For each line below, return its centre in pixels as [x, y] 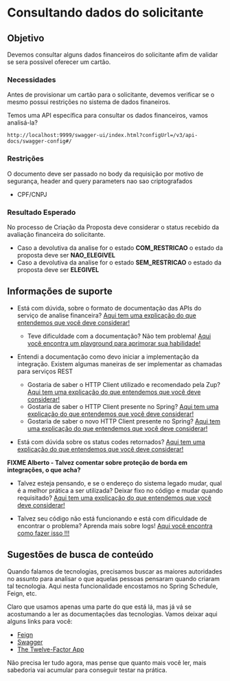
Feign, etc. [22, 593]
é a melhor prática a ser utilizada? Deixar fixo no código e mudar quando [120, 490]
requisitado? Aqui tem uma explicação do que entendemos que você [114, 498]
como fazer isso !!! [43, 533]
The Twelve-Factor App [50, 649]
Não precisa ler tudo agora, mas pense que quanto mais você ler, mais [107, 662]
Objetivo [26, 38]
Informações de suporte [60, 292]
